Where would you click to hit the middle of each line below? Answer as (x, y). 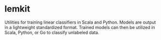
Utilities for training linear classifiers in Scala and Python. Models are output (80, 22)
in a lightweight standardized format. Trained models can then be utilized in (80, 27)
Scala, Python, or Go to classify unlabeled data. (52, 32)
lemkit (17, 9)
